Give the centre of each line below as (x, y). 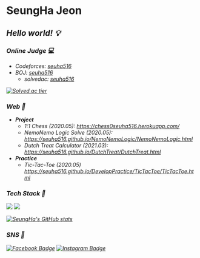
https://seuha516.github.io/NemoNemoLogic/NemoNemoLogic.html (108, 139)
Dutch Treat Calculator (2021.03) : (66, 146)
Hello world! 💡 (33, 33)
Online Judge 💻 (30, 50)
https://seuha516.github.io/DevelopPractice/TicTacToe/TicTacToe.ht (109, 171)
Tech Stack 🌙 (26, 194)
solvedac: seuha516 (49, 79)
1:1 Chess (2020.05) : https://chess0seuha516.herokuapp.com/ (102, 126)
